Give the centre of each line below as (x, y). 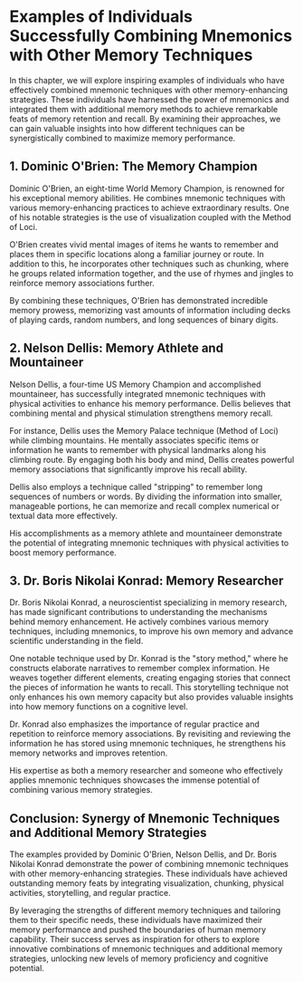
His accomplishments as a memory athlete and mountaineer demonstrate (146, 533)
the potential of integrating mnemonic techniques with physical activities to (149, 543)
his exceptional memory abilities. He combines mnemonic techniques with (147, 197)
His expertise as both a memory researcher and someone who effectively (146, 771)
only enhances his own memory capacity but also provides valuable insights (151, 697)
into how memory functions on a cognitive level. (99, 707)
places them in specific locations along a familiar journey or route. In (137, 254)
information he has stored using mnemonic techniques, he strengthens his (148, 744)
